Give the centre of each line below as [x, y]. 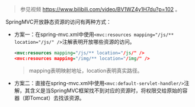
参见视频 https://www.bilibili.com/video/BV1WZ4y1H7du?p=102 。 [100, 9]
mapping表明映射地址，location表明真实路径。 [86, 70]
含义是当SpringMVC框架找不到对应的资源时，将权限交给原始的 [106, 90]
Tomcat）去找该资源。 [57, 98]
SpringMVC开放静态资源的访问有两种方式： [59, 22]
